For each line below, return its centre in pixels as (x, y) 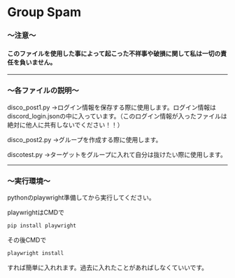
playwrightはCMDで (36, 212)
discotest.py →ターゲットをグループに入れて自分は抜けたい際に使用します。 (117, 154)
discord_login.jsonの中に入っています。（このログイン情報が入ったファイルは (117, 116)
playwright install (36, 253)
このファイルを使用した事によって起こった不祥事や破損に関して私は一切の (114, 53)
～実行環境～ (29, 181)
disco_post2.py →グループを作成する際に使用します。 (85, 139)
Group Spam (44, 12)
